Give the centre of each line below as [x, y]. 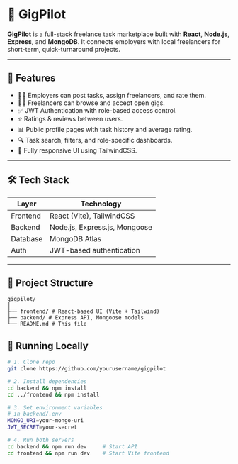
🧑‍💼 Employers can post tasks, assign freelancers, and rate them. [112, 95]
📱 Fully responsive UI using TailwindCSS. [77, 150]
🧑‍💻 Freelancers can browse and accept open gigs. [91, 103]
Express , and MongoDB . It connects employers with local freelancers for [114, 41]
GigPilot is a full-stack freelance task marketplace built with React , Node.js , [119, 34]
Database [27, 238]
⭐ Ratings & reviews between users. [70, 118]
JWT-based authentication [95, 250]
